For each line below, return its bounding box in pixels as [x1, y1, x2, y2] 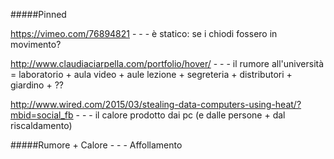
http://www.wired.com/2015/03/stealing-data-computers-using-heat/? [10, 99, 302, 110]
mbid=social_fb [10, 109, 74, 121]
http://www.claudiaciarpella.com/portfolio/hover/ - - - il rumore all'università [10, 58, 325, 69]
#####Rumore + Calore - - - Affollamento [10, 139, 183, 151]
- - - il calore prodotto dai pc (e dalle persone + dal [75, 109, 286, 121]
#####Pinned [10, 9, 67, 20]
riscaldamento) [10, 120, 73, 131]
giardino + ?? [10, 79, 64, 91]
